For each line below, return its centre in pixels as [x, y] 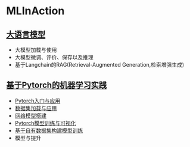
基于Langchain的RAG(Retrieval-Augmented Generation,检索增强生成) [99, 65]
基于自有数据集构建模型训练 [49, 130]
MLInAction [35, 11]
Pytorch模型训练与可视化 [45, 123]
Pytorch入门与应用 [38, 101]
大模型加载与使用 [36, 50]
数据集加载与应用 [36, 108]
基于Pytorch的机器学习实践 [57, 85]
